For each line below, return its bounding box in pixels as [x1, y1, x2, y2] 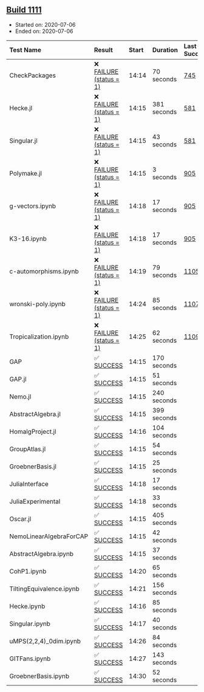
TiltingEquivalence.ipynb [9, 584, 80, 593]
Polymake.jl [9, 169, 42, 177]
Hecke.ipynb [9, 601, 46, 610]
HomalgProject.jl [9, 427, 56, 436]
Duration [152, 46, 178, 54]
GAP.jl [9, 375, 27, 383]
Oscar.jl [9, 515, 32, 523]
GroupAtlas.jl [9, 445, 46, 453]
